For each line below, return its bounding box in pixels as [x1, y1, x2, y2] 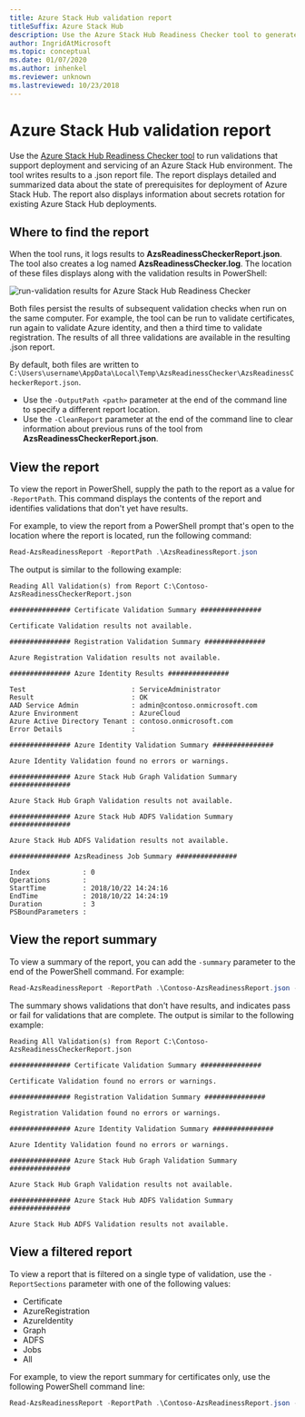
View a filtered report [9, 1244, 133, 1260]
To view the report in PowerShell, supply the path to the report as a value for [9, 483, 295, 495]
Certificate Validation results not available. [9, 621, 193, 631]
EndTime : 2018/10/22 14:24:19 [9, 892, 169, 901]
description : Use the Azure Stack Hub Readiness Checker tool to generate [9, 30, 299, 39]
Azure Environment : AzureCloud [9, 709, 181, 718]
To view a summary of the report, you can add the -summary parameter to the [9, 956, 296, 967]
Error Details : [9, 725, 136, 734]
